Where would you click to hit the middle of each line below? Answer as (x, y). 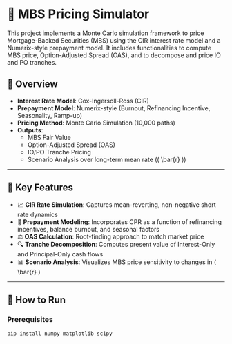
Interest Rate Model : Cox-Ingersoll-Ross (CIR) (83, 101)
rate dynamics (38, 214)
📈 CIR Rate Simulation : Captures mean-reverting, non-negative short (116, 204)
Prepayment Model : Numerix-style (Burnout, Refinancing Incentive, (114, 108)
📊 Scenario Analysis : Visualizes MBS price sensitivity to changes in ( (116, 262)
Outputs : (30, 130)
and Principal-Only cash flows (60, 254)
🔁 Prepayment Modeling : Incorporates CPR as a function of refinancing (119, 222)
